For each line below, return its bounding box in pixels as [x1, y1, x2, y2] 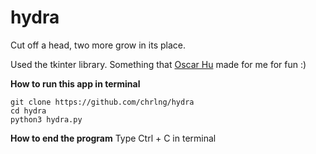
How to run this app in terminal [10, 77, 141, 90]
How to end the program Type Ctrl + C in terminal [10, 132, 217, 144]
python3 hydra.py [10, 114, 83, 125]
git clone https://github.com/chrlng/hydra [10, 97, 195, 107]
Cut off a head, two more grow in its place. [10, 39, 187, 51]
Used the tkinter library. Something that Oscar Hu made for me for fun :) [10, 58, 307, 70]
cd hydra [10, 106, 47, 116]
